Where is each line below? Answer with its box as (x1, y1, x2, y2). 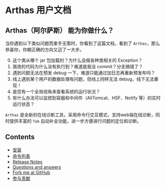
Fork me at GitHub (12, 169, 50, 175)
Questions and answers (12, 164, 61, 170)
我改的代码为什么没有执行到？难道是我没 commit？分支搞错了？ (12, 64, 143, 69)
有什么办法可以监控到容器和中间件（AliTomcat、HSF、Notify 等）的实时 (12, 95, 161, 101)
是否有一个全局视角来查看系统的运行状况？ (12, 89, 100, 94)
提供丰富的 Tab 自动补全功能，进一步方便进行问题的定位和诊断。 (9, 118, 141, 124)
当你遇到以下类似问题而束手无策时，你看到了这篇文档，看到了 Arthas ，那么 (5, 41, 160, 46)
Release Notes (12, 158, 42, 164)
